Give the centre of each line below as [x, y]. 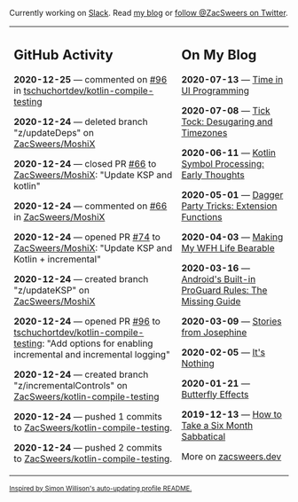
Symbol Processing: [223, 163]
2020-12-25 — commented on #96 [90, 79]
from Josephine [214, 332]
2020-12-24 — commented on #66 [90, 206]
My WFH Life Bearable [228, 247]
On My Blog [219, 55]
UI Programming [216, 90]
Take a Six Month [217, 425]
